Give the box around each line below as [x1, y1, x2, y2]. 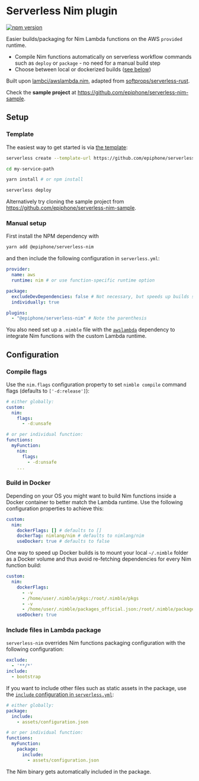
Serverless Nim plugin [6, 4, 118, 18]
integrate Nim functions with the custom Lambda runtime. [6, 333, 147, 340]
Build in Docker [6, 479, 51, 487]
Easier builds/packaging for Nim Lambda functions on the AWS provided [6, 35, 182, 42]
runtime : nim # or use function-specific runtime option [11, 277, 155, 283]
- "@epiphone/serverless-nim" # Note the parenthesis [11, 315, 147, 321]
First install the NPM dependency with [6, 233, 99, 240]
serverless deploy [6, 187, 52, 194]
